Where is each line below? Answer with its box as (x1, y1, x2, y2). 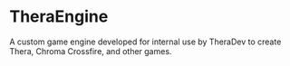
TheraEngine (9, 6, 109, 27)
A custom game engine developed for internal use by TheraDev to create (9, 36, 282, 47)
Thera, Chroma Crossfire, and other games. (9, 45, 172, 56)
